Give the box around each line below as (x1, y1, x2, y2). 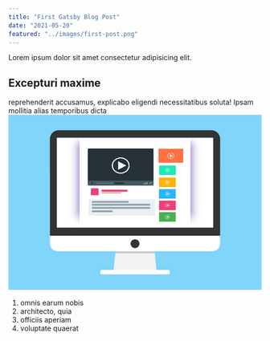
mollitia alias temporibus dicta (8, 106, 107, 116)
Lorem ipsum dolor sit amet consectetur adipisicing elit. (8, 53, 192, 63)
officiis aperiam (19, 315, 72, 324)
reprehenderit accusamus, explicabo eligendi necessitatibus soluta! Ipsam (8, 97, 254, 108)
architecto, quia (19, 306, 72, 316)
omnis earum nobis (19, 298, 84, 307)
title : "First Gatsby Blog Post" (8, 13, 121, 21)
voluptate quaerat (19, 323, 79, 333)
